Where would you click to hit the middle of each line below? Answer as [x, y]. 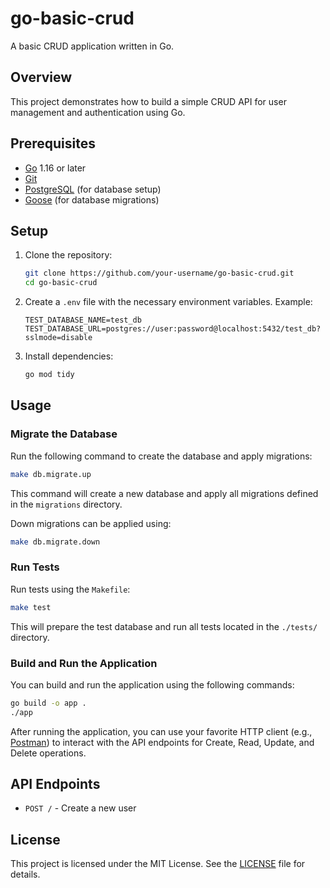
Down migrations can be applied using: [91, 523]
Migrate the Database [64, 434]
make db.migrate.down [55, 542]
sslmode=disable [58, 338]
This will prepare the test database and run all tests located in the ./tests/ [164, 626]
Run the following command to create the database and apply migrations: [161, 456]
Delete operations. [48, 753]
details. [25, 874]
